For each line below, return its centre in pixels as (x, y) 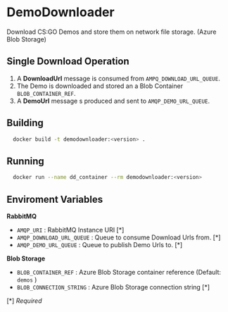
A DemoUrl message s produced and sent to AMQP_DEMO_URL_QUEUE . (113, 101)
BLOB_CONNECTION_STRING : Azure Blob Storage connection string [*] (113, 287)
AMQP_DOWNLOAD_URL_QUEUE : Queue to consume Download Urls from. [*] (119, 237)
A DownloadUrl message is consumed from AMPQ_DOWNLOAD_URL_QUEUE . (119, 78)
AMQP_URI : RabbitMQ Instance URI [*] (70, 230)
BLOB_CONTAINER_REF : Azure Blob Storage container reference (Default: (119, 272)
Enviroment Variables (55, 199)
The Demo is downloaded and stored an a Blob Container (100, 86)
